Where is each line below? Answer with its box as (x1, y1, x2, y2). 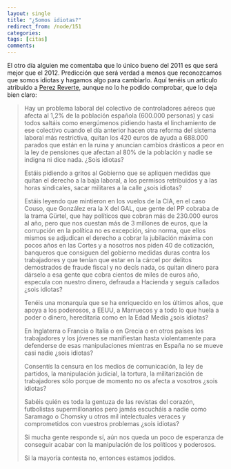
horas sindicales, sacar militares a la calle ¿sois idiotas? (23, 184, 183, 192)
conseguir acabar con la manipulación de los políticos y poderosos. (23, 441, 217, 448)
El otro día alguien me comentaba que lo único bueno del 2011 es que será (7, 62, 219, 69)
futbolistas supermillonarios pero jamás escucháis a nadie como (23, 405, 207, 413)
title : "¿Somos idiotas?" (7, 17, 81, 24)
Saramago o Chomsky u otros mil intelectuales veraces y (23, 412, 186, 421)
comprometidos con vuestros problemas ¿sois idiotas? (23, 420, 179, 427)
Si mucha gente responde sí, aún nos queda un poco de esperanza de (23, 433, 224, 441)
